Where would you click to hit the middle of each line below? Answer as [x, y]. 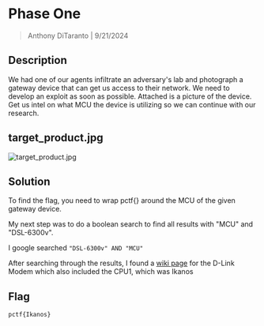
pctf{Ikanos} [30, 315]
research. [24, 113]
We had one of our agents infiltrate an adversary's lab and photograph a [126, 79]
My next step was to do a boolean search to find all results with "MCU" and [131, 224]
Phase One [45, 14]
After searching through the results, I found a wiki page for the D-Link [121, 263]
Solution [29, 181]
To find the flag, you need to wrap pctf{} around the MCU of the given [122, 200]
